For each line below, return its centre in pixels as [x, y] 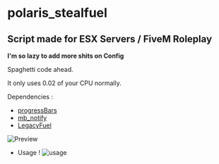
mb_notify [32, 118]
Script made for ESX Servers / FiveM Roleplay [110, 39]
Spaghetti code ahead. [41, 69]
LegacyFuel [34, 125]
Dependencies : [30, 97]
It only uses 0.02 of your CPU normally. [64, 83]
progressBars [37, 110]
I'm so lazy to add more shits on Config [66, 56]
